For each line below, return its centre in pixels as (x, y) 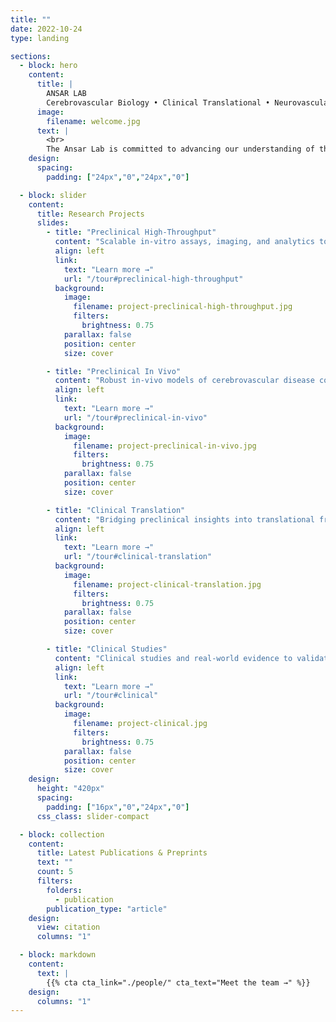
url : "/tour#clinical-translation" (138, 557)
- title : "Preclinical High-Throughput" (131, 232)
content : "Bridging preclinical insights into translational (184, 519)
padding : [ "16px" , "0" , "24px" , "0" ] (118, 807)
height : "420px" (70, 789)
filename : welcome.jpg (93, 121)
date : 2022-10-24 (46, 29)
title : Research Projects (90, 214)
